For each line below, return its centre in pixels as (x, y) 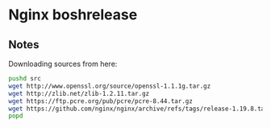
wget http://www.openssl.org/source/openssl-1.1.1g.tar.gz (110, 86)
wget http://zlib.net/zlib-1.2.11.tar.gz (79, 93)
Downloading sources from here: (63, 64)
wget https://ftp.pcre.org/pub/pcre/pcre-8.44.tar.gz (101, 101)
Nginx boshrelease (73, 15)
